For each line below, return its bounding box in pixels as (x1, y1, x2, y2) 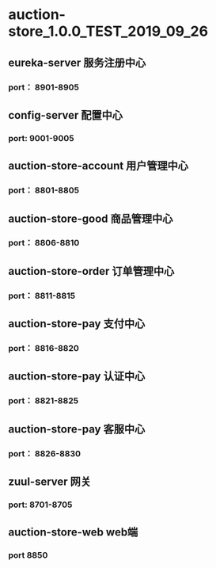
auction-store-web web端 (8, 525, 138, 539)
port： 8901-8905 (8, 82, 80, 93)
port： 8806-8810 (8, 238, 80, 249)
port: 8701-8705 (8, 499, 73, 510)
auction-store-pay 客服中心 (8, 422, 146, 436)
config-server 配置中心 (8, 109, 123, 122)
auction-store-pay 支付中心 (8, 317, 146, 330)
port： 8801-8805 (8, 185, 80, 196)
